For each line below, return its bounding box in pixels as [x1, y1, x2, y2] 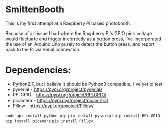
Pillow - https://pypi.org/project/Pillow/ [12, 103, 94, 109]
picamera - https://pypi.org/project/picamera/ [12, 97, 109, 103]
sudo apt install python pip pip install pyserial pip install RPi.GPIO [5, 113, 160, 118]
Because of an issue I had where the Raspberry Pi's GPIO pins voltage [5, 30, 152, 36]
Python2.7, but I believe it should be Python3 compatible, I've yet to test [12, 81, 163, 87]
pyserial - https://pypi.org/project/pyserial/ [12, 86, 103, 92]
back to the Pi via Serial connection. [5, 46, 81, 52]
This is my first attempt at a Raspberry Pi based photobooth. [5, 20, 131, 26]
